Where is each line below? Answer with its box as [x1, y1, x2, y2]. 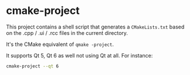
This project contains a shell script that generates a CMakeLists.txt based [6, 23, 185, 30]
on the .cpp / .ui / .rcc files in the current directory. [6, 29, 128, 36]
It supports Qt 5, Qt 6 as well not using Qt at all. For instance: [6, 52, 153, 59]
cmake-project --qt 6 [6, 63, 59, 69]
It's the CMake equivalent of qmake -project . [6, 41, 114, 48]
